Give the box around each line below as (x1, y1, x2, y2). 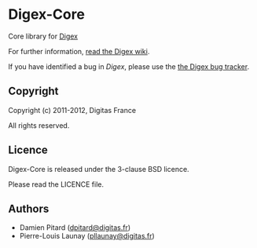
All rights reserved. (8, 120, 70, 130)
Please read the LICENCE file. (8, 179, 105, 189)
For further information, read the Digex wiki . (8, 46, 150, 56)
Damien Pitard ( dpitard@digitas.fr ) (19, 223, 131, 232)
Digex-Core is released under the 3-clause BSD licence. (8, 164, 190, 173)
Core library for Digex (8, 31, 79, 41)
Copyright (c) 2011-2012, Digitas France (8, 105, 136, 115)
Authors (8, 202, 50, 215)
